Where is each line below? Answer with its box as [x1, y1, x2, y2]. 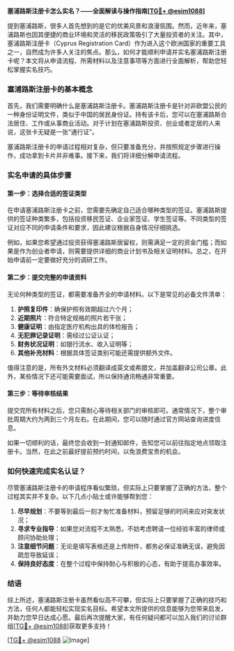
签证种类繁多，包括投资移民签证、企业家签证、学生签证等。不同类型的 [19, 214, 221, 223]
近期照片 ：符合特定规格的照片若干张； [17, 314, 127, 322]
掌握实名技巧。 [13, 66, 56, 73]
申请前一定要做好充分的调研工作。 [13, 256, 111, 264]
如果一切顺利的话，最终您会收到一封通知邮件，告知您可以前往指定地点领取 [7, 438, 221, 446]
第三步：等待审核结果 [7, 389, 68, 397]
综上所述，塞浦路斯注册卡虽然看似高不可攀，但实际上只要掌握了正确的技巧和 [7, 596, 227, 604]
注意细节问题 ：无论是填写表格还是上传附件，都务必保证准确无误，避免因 [17, 542, 225, 550]
